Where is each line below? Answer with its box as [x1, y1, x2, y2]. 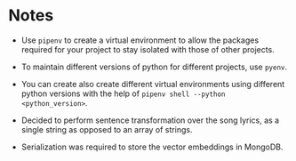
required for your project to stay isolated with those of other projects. [20, 44, 275, 54]
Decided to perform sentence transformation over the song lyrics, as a [20, 115, 280, 125]
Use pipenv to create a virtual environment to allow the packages [20, 35, 260, 45]
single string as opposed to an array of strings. [20, 124, 193, 134]
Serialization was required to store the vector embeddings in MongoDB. [20, 141, 284, 152]
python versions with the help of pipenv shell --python [20, 88, 226, 99]
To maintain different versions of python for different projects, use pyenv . [20, 61, 288, 72]
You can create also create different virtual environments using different [20, 78, 285, 89]
